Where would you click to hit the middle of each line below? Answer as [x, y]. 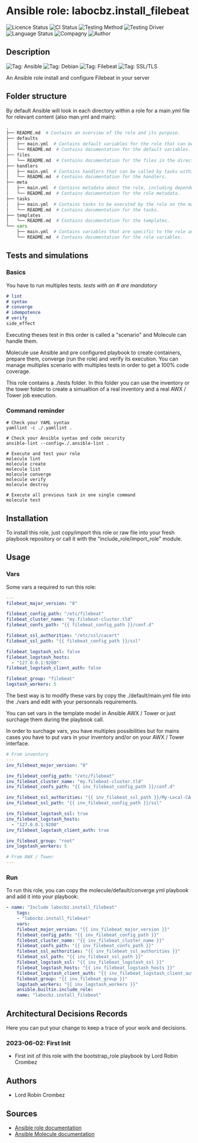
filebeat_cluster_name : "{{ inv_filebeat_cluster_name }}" [91, 940]
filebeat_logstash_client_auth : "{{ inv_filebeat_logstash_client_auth [106, 973]
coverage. [18, 371]
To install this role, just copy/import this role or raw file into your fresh [90, 532]
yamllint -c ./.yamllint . [39, 428]
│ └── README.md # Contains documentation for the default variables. [99, 150]
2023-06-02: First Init [38, 1043]
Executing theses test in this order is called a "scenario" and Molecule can [96, 335]
